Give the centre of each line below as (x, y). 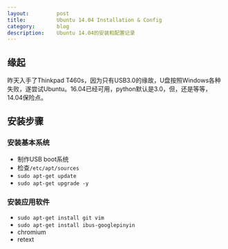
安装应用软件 (29, 202)
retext (26, 239)
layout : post (38, 13)
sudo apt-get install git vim (61, 218)
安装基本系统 (29, 143)
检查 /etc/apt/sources (48, 168)
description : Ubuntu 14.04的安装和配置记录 (71, 33)
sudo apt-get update (47, 176)
